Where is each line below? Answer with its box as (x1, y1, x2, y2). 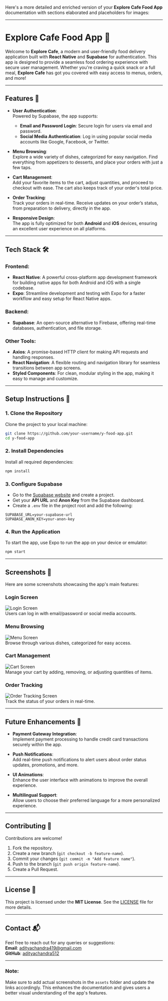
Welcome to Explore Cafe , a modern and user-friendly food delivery (5, 48, 146, 54)
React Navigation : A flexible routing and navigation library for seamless (12, 360, 160, 366)
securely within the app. (12, 741, 62, 747)
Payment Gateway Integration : (12, 731, 77, 737)
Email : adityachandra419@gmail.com (5, 945, 82, 951)
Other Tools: (5, 337, 36, 344)
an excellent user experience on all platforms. (12, 225, 106, 231)
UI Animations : (12, 771, 44, 777)
